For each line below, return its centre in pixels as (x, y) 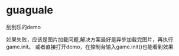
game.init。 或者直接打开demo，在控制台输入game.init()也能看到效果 (90, 47)
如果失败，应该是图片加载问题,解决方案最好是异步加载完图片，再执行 (90, 39)
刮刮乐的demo (24, 27)
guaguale (30, 10)
